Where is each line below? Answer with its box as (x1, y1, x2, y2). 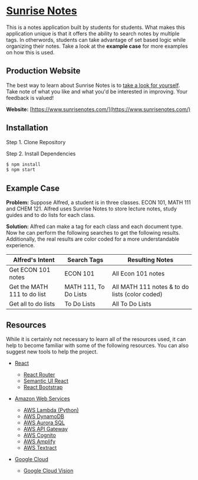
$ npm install (6, 161, 41, 167)
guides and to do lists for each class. (6, 212, 95, 219)
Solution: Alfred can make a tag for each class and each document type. (6, 223, 183, 230)
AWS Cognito (23, 432, 56, 439)
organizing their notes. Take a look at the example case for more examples (6, 43, 189, 50)
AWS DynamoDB (23, 413, 65, 420)
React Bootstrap (23, 383, 63, 391)
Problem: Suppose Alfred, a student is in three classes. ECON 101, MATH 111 (6, 199, 191, 206)
